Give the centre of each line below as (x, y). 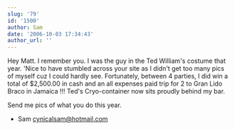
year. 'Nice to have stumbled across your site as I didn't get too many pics (116, 69)
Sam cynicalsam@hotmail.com (63, 119)
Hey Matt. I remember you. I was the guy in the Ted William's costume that (116, 61)
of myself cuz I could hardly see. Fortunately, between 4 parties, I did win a (118, 76)
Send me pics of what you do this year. (65, 105)
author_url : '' (30, 41)
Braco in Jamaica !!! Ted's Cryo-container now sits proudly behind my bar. (116, 91)
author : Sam (25, 27)
